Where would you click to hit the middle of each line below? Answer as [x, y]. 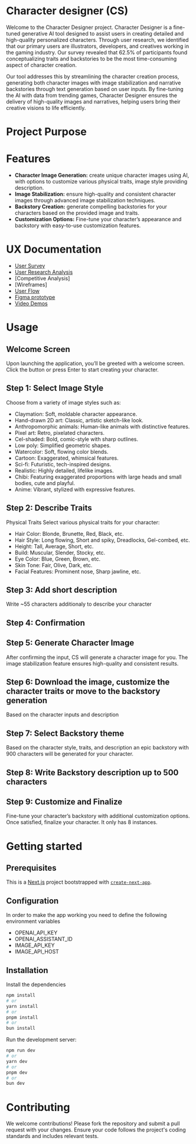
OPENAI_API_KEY [36, 933]
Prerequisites [31, 868]
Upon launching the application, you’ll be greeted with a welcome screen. [95, 363]
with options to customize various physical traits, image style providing [101, 182]
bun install [21, 1028]
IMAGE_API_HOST [37, 952]
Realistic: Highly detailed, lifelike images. [64, 470]
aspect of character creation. [41, 65]
